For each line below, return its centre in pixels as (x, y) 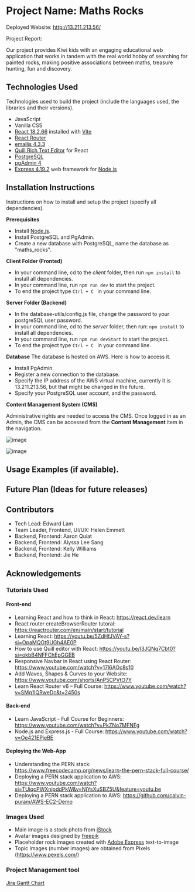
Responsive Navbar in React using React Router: (73, 661)
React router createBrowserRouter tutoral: (65, 623)
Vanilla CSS (28, 125)
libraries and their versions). (40, 108)
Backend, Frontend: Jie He (47, 555)
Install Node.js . (32, 231)
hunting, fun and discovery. (39, 68)
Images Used (25, 817)
